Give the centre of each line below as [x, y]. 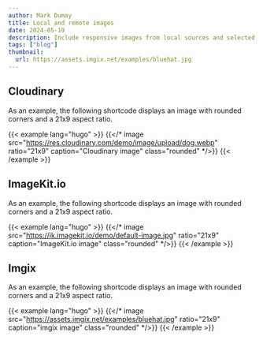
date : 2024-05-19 [37, 30]
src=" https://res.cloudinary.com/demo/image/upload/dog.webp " [113, 142]
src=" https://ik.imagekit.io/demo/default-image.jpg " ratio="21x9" [113, 235]
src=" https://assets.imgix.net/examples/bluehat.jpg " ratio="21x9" [114, 319]
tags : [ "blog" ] [33, 45]
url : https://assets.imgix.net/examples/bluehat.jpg [104, 60]
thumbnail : [26, 52]
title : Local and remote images [61, 23]
